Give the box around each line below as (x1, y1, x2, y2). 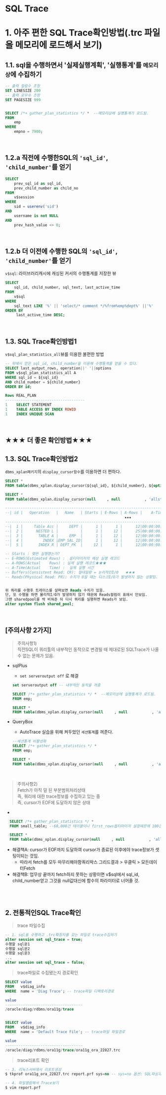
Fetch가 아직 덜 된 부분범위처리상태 (17, 787, 85, 793)
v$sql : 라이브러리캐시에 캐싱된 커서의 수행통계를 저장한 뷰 (5, 271, 117, 277)
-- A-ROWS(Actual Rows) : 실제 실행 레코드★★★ (5, 561, 107, 566)
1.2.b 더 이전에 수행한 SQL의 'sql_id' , (5, 247, 118, 255)
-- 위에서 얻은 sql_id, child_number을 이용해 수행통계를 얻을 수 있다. (5, 361, 138, 366)
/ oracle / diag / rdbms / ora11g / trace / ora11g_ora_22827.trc (5, 1047, 121, 1052)
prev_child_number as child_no (14, 185, 79, 191)
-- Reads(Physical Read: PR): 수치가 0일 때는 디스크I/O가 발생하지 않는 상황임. (5, 575, 158, 579)
